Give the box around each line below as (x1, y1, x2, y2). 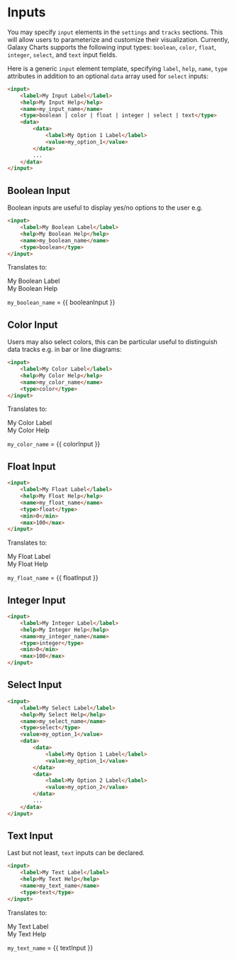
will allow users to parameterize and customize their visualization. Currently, (7, 35, 230, 43)
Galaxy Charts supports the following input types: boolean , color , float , (7, 43, 217, 51)
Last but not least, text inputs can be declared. (7, 849, 145, 857)
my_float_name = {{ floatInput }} (7, 574, 99, 582)
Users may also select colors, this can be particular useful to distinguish (7, 338, 218, 346)
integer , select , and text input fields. (7, 50, 118, 59)
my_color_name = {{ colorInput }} (7, 440, 101, 449)
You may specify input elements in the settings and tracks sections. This (7, 28, 223, 36)
